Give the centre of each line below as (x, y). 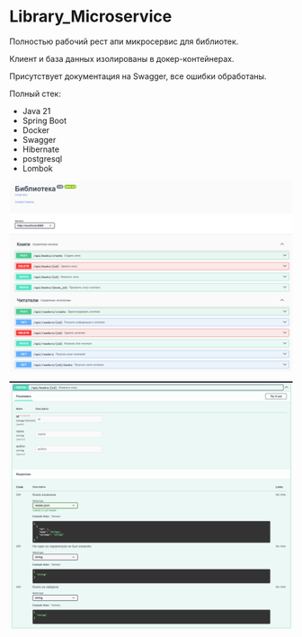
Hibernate (41, 149)
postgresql (42, 158)
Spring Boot (44, 120)
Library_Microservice (91, 17)
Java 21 (36, 111)
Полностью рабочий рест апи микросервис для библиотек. (124, 41)
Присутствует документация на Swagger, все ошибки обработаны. (138, 76)
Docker (36, 130)
